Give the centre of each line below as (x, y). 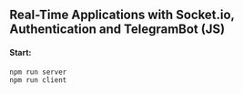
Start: (20, 52)
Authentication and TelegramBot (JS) (117, 30)
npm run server (38, 72)
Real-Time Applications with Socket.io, (122, 15)
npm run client (38, 80)
